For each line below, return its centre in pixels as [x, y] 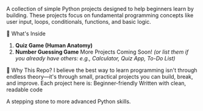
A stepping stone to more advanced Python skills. [69, 101]
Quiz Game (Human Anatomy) [54, 45]
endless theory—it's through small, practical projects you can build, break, [100, 77]
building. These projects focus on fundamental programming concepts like [100, 15]
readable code [24, 90]
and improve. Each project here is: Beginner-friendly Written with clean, [96, 83]
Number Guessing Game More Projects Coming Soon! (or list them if [102, 52]
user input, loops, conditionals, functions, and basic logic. [79, 22]
